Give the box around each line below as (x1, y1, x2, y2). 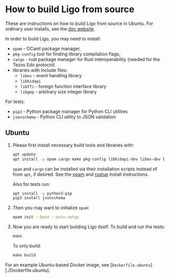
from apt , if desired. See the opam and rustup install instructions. (12, 171, 149, 177)
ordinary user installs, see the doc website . (5, 25, 95, 32)
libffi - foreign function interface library (20, 83, 107, 89)
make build (12, 253, 36, 258)
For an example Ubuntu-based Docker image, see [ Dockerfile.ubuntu (5, 262, 151, 268)
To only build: (12, 243, 42, 249)
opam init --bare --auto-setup (12, 214, 79, 220)
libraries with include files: (12, 67, 67, 73)
